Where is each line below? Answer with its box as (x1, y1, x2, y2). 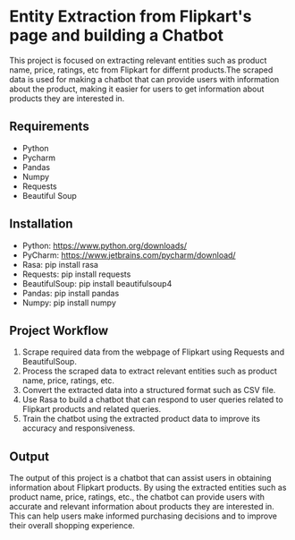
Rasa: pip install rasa (21, 259, 98, 270)
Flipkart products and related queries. (21, 404, 162, 415)
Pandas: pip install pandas (21, 287, 120, 298)
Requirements (9, 119, 89, 134)
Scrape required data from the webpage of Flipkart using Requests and (21, 347, 284, 357)
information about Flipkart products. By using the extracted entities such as (9, 482, 287, 493)
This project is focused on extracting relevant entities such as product (9, 55, 267, 65)
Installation (9, 217, 73, 232)
